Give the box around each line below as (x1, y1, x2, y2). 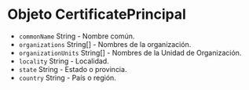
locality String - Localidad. (18, 56, 109, 66)
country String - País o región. (18, 73, 117, 82)
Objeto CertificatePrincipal (7, 5, 186, 23)
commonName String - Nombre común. (18, 31, 135, 41)
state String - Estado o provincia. (18, 64, 127, 74)
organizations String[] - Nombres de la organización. (18, 39, 192, 49)
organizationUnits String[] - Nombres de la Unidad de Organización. (18, 48, 242, 57)
